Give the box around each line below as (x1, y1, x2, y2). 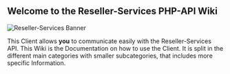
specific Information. (7, 58, 66, 67)
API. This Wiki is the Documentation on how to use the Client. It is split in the (7, 44, 224, 52)
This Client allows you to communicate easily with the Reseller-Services (7, 37, 212, 45)
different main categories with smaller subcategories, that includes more (7, 51, 213, 60)
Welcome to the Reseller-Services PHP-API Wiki (7, 5, 218, 17)
